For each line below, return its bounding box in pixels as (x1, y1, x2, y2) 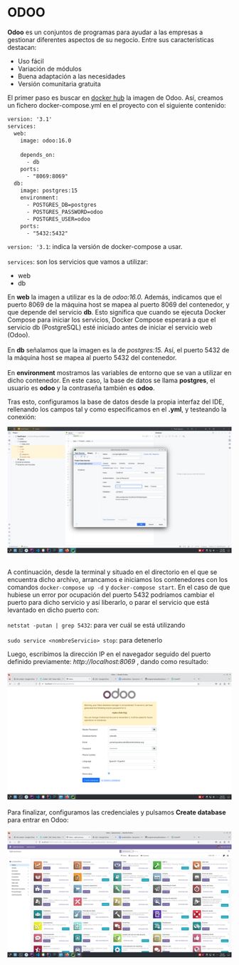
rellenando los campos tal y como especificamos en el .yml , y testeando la (7, 404, 227, 414)
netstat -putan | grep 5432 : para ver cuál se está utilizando (7, 621, 186, 630)
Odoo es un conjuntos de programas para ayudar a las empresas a (7, 28, 203, 36)
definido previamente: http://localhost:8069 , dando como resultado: (7, 658, 208, 666)
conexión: (7, 412, 37, 421)
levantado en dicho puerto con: (7, 606, 100, 614)
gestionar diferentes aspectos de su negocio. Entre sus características (7, 35, 215, 44)
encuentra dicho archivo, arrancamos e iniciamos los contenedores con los (7, 576, 228, 584)
